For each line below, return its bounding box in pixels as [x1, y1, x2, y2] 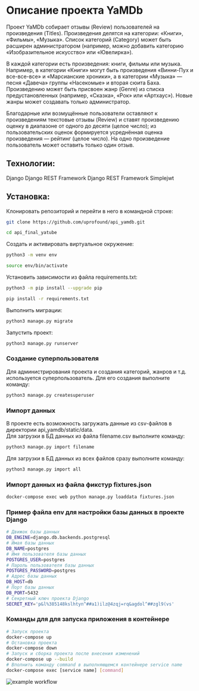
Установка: [6, 192, 50, 202]
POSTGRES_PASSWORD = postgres [6, 568, 76, 574]
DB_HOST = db [6, 579, 33, 585]
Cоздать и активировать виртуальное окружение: [6, 241, 134, 248]
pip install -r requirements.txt [6, 295, 89, 301]
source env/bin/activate [6, 263, 68, 269]
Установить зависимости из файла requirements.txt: [6, 273, 138, 281]
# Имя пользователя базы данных [6, 551, 86, 557]
